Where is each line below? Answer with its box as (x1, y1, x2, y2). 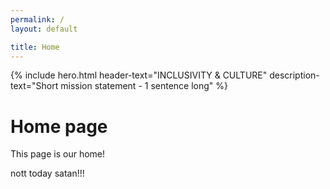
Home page (10, 115, 108, 138)
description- (269, 69, 320, 81)
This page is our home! (10, 148, 106, 160)
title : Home (10, 42, 60, 52)
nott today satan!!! (10, 167, 85, 180)
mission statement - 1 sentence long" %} (60, 80, 229, 92)
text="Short (10, 80, 59, 92)
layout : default (10, 24, 78, 34)
